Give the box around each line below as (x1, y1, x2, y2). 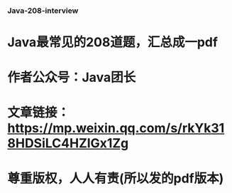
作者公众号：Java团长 (7, 70, 136, 85)
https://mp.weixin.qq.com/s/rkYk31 (7, 120, 225, 137)
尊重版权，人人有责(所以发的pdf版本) (7, 170, 224, 187)
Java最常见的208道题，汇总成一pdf (7, 34, 219, 51)
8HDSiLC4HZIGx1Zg (7, 135, 129, 152)
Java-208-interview (7, 6, 79, 16)
